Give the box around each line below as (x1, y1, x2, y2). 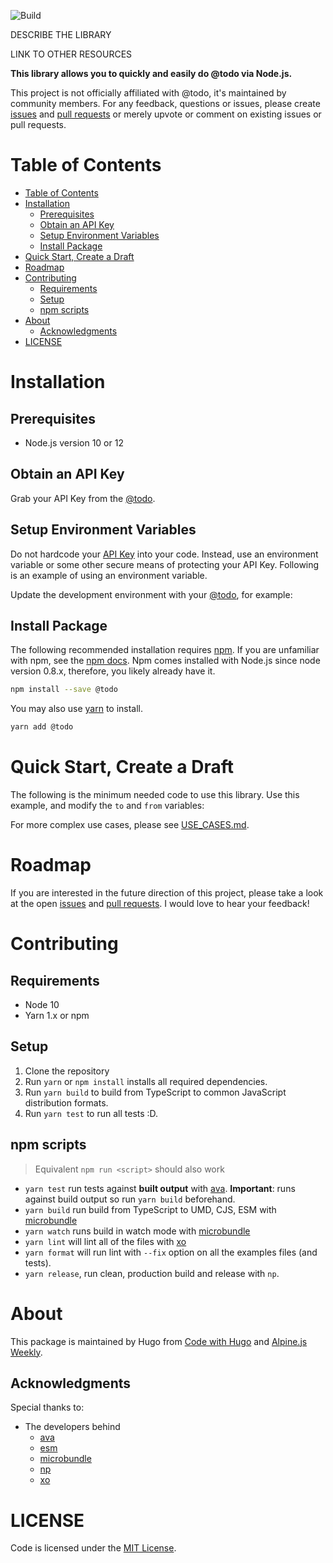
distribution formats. (24, 1096, 109, 1109)
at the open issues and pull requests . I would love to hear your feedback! (10, 898, 310, 909)
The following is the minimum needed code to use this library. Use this (10, 789, 300, 801)
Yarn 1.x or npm (24, 1010, 90, 1021)
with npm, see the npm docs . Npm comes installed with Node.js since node (10, 655, 321, 667)
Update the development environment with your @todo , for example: (10, 588, 293, 600)
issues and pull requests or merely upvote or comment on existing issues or (10, 108, 322, 120)
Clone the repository (24, 1065, 110, 1077)
